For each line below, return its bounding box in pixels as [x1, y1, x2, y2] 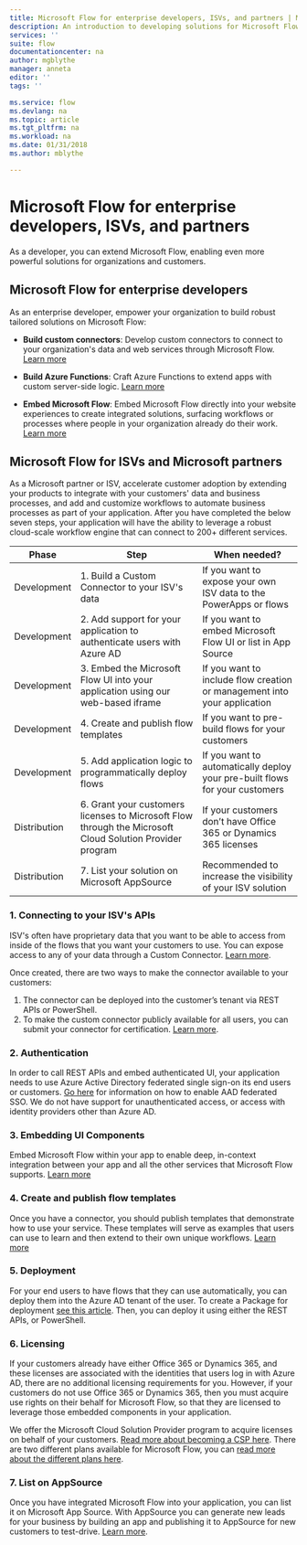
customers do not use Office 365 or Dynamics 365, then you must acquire [9, 1387, 290, 1399]
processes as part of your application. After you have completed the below [9, 507, 291, 518]
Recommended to [202, 858, 279, 871]
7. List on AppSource [9, 1476, 103, 1489]
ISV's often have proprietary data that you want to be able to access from [9, 930, 286, 941]
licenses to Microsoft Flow [79, 810, 194, 823]
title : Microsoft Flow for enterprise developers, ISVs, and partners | [9, 13, 292, 23]
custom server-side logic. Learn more [22, 380, 165, 391]
